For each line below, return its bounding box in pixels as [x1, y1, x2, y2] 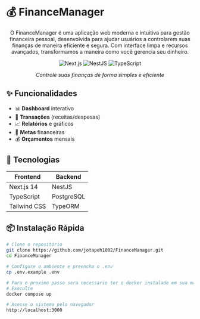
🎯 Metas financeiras [14, 128, 65, 135]
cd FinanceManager [6, 253, 52, 259]
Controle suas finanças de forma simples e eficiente [35, 71, 165, 78]
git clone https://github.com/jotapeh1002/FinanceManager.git [6, 247, 164, 253]
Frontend [14, 172, 41, 181]
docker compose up [6, 291, 52, 297]
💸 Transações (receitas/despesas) [14, 113, 101, 120]
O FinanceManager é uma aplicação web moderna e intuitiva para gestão [10, 29, 190, 36]
